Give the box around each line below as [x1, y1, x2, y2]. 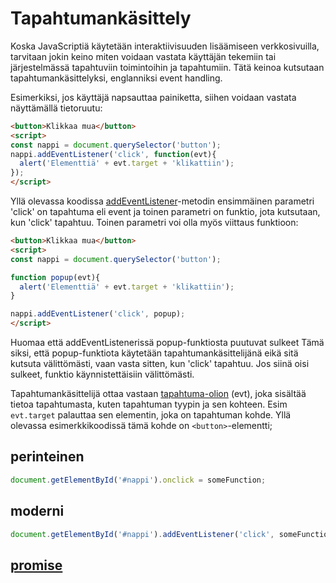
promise [10, 557, 63, 574]
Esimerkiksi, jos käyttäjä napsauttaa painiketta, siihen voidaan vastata [10, 91, 297, 103]
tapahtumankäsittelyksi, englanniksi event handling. [10, 72, 223, 84]
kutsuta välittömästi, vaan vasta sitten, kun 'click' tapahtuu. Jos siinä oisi [10, 358, 310, 370]
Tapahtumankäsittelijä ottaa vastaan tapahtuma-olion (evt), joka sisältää [10, 388, 307, 400]
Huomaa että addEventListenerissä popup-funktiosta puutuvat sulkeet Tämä [10, 337, 325, 349]
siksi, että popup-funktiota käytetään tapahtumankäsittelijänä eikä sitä [10, 347, 299, 359]
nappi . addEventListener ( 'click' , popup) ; [10, 309, 186, 319]
